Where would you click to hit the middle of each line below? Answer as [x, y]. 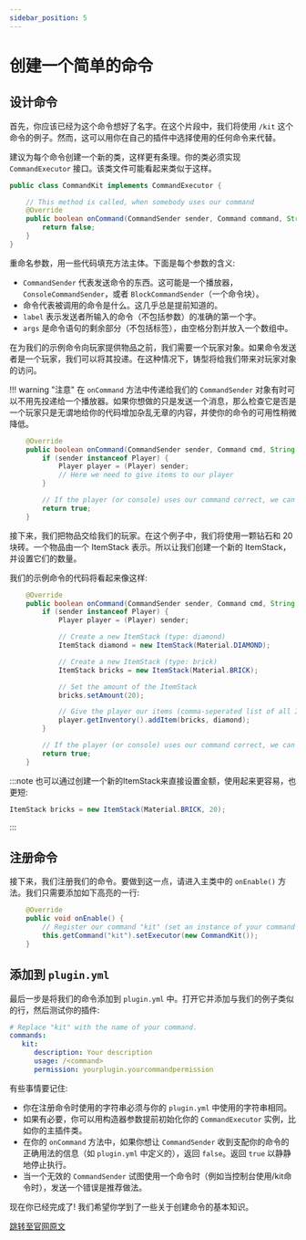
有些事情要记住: [39, 1088]
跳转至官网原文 [37, 1226]
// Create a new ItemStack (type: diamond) [142, 637]
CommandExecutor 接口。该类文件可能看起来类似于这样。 [113, 168]
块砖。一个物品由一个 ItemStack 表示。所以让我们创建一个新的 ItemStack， [150, 547]
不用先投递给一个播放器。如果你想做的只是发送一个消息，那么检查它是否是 [157, 401]
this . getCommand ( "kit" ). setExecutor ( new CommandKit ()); [150, 935]
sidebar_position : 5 [49, 18]
